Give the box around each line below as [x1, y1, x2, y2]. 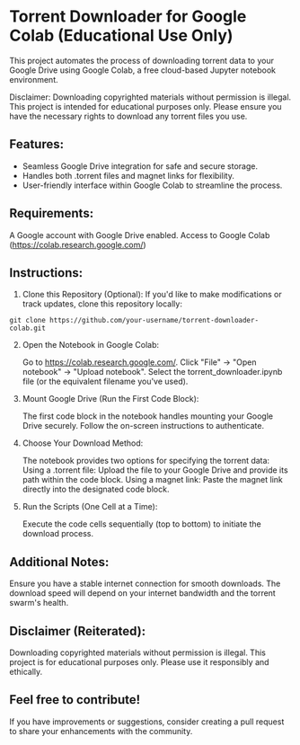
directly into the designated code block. [22, 483, 170, 495]
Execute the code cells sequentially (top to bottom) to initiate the [22, 519, 262, 529]
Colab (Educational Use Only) [9, 25, 234, 46]
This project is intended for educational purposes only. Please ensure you [9, 101, 282, 111]
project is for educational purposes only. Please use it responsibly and [9, 657, 269, 667]
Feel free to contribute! [9, 692, 141, 707]
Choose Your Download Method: [22, 438, 144, 448]
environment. [9, 74, 58, 84]
